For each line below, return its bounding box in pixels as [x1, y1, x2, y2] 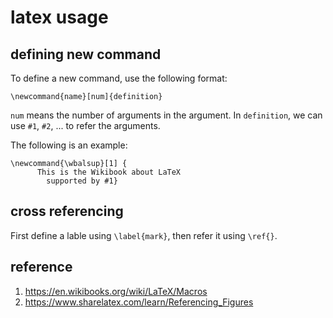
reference [10, 259, 73, 276]
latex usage [10, 6, 109, 29]
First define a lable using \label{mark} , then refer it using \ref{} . [10, 229, 278, 241]
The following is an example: [10, 139, 128, 151]
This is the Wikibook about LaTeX [36, 167, 182, 177]
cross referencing [10, 203, 124, 220]
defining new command [10, 46, 162, 63]
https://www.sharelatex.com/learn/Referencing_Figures [24, 296, 254, 308]
